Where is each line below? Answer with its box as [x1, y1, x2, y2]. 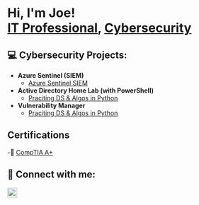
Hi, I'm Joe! [7, 5, 76, 21]
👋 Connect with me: [7, 168, 96, 181]
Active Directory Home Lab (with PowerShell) [17, 86, 154, 95]
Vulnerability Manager [17, 101, 86, 110]
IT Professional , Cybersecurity [7, 20, 192, 36]
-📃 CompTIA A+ [7, 148, 53, 156]
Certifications [7, 129, 70, 141]
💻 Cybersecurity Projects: [7, 49, 127, 61]
